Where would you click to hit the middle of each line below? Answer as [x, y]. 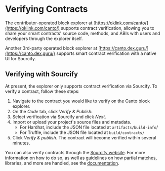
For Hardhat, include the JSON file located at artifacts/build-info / [89, 127]
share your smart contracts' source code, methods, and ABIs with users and [83, 33]
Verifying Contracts [46, 9]
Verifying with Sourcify [41, 74]
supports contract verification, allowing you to [108, 28]
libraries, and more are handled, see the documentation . [62, 163]
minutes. [21, 143]
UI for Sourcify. [21, 58]
